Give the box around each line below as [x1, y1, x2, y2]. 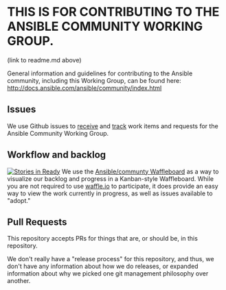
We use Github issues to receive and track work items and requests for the [7, 121, 218, 130]
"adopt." [7, 196, 31, 204]
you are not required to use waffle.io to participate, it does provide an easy [7, 182, 218, 190]
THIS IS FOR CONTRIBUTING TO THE [7, 4, 220, 20]
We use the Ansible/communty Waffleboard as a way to [61, 167, 219, 176]
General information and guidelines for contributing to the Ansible [7, 69, 193, 77]
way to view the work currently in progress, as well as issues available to [7, 189, 213, 197]
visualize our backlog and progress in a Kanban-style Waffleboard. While [7, 174, 214, 182]
